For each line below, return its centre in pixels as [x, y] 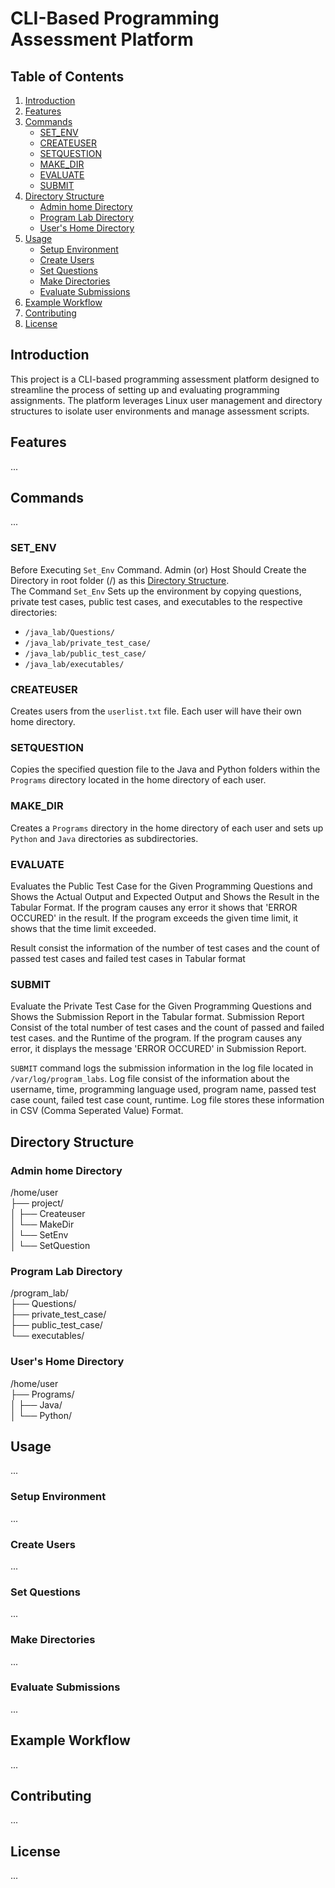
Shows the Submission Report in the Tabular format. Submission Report [157, 1017]
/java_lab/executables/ [74, 664]
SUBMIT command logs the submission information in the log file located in [162, 1068]
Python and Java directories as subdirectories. [104, 838]
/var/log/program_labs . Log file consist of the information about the [150, 1079]
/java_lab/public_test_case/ [85, 653]
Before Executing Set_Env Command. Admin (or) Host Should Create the [158, 569]
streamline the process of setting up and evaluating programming [145, 389]
